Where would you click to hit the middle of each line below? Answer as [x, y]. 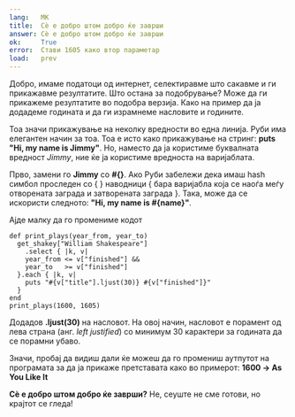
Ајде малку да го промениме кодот [76, 220]
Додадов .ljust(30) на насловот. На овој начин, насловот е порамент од [145, 322]
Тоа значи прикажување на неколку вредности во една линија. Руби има [148, 129]
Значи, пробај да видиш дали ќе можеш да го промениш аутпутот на [139, 358]
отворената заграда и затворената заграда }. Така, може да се [129, 193]
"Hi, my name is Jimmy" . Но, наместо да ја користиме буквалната [134, 148]
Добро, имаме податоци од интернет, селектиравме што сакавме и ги [143, 84]
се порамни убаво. [45, 341]
